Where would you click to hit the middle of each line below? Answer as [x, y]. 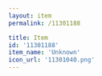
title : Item [28, 38]
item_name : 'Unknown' [45, 53]
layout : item [30, 16]
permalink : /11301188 [45, 23]
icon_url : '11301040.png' [51, 60]
